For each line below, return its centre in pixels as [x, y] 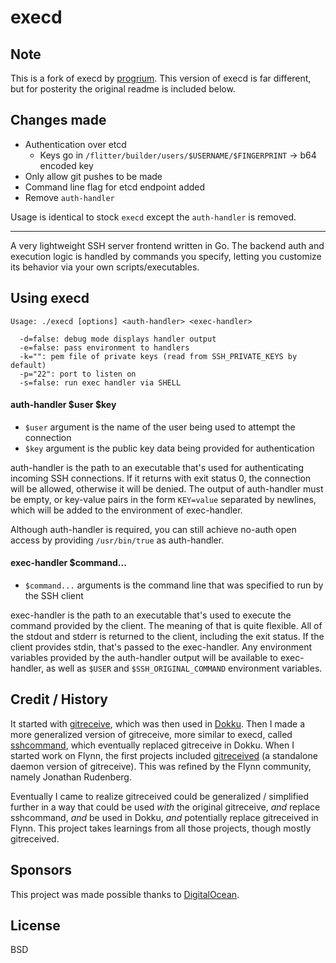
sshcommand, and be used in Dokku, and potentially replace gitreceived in [164, 817]
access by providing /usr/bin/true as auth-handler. [117, 540]
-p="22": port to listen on [78, 374]
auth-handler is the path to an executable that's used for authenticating [157, 467]
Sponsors [41, 870]
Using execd [50, 298]
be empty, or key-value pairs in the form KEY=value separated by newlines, [163, 499]
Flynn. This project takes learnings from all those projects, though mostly [161, 828]
